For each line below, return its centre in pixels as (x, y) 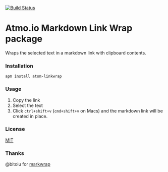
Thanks (15, 153)
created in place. (30, 116)
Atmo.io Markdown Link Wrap (69, 28)
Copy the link (26, 100)
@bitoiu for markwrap (28, 164)
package (24, 39)
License (15, 129)
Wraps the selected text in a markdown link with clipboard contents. (76, 52)
